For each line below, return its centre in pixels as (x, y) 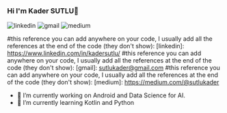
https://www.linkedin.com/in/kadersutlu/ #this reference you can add (104, 53)
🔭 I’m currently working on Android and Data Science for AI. (101, 95)
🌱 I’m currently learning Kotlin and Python (76, 103)
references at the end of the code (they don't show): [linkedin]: (96, 46)
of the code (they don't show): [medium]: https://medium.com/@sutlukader (113, 82)
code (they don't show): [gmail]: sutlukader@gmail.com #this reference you (114, 68)
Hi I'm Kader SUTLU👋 (43, 11)
